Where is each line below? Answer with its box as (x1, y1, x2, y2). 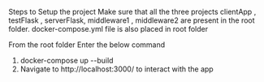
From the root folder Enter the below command (8, 40, 166, 50)
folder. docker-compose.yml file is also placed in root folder (8, 24, 209, 33)
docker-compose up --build (19, 56, 114, 65)
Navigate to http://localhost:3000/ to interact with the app (19, 64, 214, 74)
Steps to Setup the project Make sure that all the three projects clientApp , (8, 7, 257, 16)
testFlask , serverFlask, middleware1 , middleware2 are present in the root (8, 15, 255, 25)
